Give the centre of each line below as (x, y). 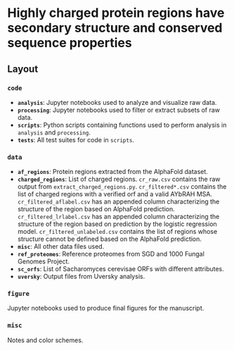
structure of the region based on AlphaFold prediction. (96, 209)
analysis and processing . (54, 132)
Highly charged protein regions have (116, 13)
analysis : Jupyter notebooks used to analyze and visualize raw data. (117, 102)
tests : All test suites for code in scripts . (76, 139)
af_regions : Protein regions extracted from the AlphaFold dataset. (113, 172)
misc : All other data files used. (61, 246)
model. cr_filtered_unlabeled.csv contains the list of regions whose (117, 232)
